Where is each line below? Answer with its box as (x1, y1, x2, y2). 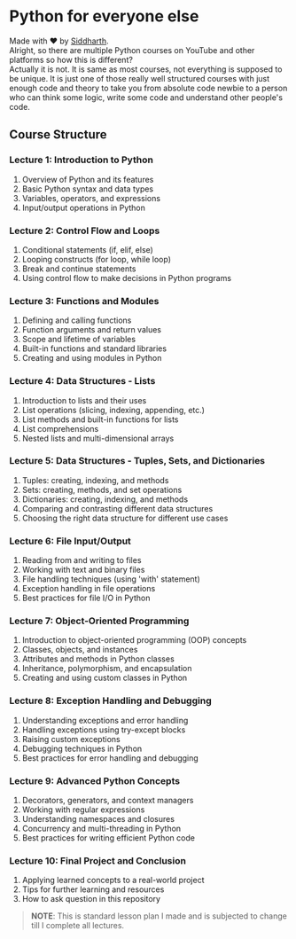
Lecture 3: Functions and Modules (9, 294, 160, 307)
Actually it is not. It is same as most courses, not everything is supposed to (9, 64, 283, 74)
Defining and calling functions (21, 315, 132, 325)
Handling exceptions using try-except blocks (21, 724, 186, 735)
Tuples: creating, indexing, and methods (21, 474, 169, 485)
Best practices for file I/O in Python (21, 592, 151, 604)
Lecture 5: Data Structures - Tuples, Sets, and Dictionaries (9, 455, 266, 467)
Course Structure (9, 127, 108, 143)
